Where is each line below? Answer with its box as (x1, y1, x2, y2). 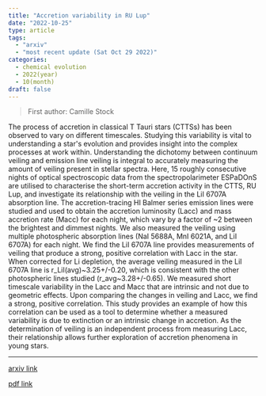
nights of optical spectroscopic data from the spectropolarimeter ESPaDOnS (8, 173, 257, 182)
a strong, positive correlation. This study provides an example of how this (8, 299, 248, 309)
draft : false (8, 85, 51, 93)
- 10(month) (15, 78, 55, 86)
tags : (8, 33, 26, 42)
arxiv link (8, 364, 38, 373)
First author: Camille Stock (27, 107, 115, 116)
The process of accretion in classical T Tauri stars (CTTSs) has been (8, 122, 232, 131)
